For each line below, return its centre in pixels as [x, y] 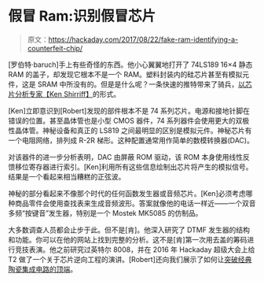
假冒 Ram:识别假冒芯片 [82, 16]
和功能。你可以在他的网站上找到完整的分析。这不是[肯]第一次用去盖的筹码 [128, 239]
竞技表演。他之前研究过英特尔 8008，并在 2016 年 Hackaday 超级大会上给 [135, 250]
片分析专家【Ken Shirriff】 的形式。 [64, 94]
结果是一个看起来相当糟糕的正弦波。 [67, 176]
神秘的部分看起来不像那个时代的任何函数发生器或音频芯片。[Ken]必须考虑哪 [130, 193]
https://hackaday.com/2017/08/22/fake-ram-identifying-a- [143, 39]
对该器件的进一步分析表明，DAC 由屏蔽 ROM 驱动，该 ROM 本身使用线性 [126, 157]
